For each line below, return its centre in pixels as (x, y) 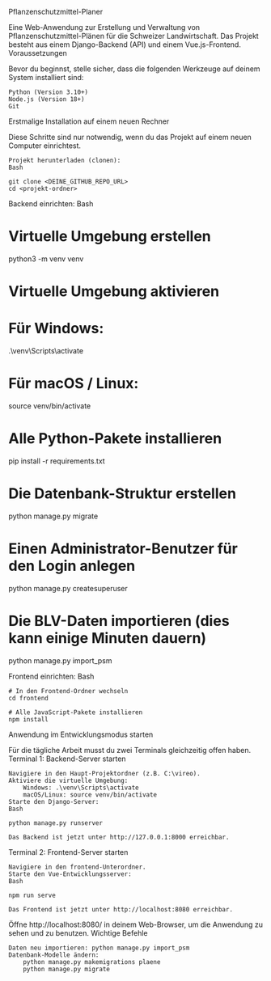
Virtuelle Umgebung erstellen (110, 237)
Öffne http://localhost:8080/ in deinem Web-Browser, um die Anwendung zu (135, 924)
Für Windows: (56, 329)
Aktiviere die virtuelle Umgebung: (68, 780)
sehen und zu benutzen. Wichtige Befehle (78, 932)
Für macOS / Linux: (74, 384)
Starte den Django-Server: (54, 801)
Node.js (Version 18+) (47, 99)
